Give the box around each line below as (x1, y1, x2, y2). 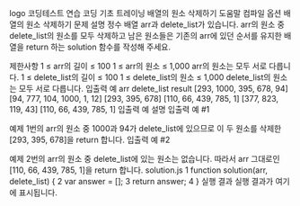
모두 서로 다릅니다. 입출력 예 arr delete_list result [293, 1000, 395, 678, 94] (18, 84, 289, 94)
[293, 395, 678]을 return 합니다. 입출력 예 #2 (9, 134, 171, 145)
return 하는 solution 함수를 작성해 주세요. (25, 41, 172, 52)
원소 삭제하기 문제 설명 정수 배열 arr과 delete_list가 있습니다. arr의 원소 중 (25, 19, 285, 30)
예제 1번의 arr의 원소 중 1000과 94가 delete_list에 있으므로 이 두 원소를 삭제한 (9, 123, 282, 133)
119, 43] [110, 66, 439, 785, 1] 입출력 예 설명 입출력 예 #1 (9, 104, 210, 114)
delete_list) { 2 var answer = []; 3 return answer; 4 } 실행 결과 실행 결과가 (9, 176, 274, 186)
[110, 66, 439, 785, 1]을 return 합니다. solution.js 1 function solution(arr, (9, 165, 268, 175)
